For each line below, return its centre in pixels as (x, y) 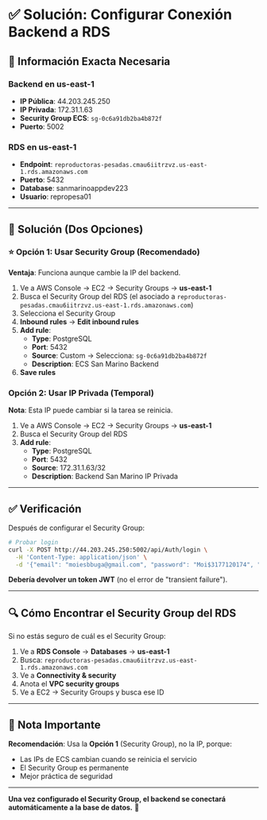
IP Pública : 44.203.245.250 (65, 101)
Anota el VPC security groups (70, 684)
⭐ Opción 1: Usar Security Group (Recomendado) (104, 252)
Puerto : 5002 (42, 126)
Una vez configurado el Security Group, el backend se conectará (117, 799)
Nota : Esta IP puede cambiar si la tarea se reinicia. (91, 410)
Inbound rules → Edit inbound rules (79, 321)
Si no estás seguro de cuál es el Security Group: (87, 636)
